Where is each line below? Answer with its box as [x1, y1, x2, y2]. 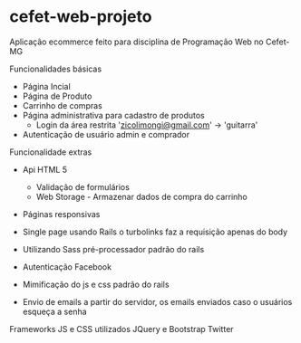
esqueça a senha [22, 306, 88, 317]
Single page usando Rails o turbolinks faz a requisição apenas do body [22, 226, 288, 237]
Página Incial [22, 81, 71, 91]
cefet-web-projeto [9, 6, 152, 27]
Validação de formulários [35, 181, 130, 192]
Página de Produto [22, 91, 92, 101]
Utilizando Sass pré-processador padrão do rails [22, 243, 205, 254]
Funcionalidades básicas [9, 63, 102, 74]
